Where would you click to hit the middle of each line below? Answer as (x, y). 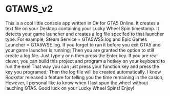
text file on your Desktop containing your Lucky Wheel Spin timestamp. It (82, 28)
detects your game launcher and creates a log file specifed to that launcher (85, 34)
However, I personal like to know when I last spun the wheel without (77, 83)
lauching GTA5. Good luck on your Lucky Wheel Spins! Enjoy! (70, 88)
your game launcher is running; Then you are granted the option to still (80, 50)
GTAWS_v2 (29, 9)
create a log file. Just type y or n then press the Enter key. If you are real (81, 55)
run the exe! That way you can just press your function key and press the (82, 66)
